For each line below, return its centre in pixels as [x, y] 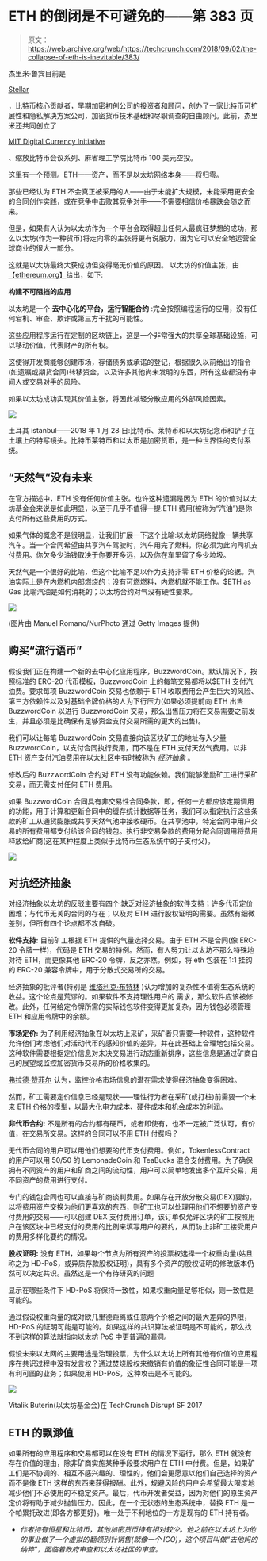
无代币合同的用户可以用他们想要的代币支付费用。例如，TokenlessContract [129, 1150]
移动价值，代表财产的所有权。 [63, 345]
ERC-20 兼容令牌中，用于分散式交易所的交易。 [93, 970]
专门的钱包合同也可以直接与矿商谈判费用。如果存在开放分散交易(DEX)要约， [132, 1197]
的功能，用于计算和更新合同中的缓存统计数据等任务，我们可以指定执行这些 [130, 811]
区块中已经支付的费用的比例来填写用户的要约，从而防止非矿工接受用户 [143, 1227]
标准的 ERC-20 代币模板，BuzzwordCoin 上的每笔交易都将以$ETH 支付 [130, 681]
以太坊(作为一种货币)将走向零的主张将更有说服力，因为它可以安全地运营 [132, 238]
